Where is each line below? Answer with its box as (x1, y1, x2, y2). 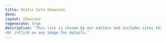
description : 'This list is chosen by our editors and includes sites (5, 26, 154, 31)
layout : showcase (5, 16, 41, 21)
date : (5, 12, 16, 17)
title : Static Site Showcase (5, 7, 65, 12)
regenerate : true (5, 21, 41, 26)
